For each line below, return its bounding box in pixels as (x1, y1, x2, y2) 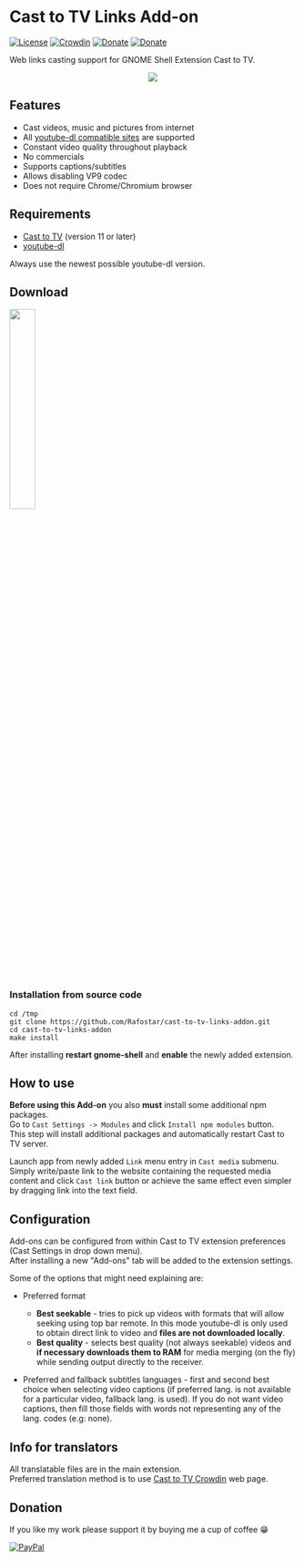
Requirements (9, 207, 91, 222)
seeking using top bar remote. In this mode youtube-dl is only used (35, 1318, 289, 1328)
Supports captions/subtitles (22, 160, 127, 171)
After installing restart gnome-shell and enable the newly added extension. (9, 1049, 294, 1060)
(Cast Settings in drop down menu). (9, 1246, 143, 1256)
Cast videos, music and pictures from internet (22, 121, 195, 133)
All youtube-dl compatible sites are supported (22, 131, 196, 142)
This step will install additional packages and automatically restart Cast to (9, 1129, 285, 1140)
